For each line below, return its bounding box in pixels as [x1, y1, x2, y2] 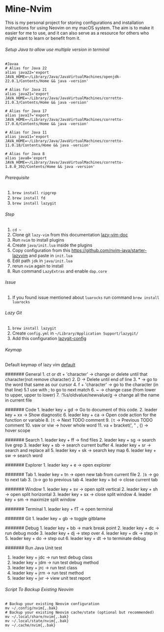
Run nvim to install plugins [12, 237, 65, 243]
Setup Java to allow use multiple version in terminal [5, 46, 110, 52]
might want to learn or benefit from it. [5, 35, 81, 41]
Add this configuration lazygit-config [12, 335, 87, 341]
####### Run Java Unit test [5, 545, 62, 551]
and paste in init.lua [29, 252, 73, 258]
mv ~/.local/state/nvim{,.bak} [5, 619, 69, 624]
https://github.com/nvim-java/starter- [71, 247, 147, 253]
